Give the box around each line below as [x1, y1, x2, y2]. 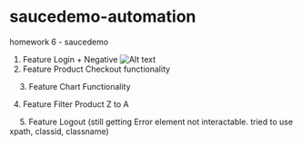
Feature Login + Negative [22, 54, 118, 64]
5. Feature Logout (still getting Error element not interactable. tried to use [19, 116, 294, 127]
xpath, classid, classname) [9, 125, 109, 137]
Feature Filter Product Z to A [22, 98, 129, 110]
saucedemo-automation [9, 6, 196, 27]
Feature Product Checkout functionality [22, 63, 171, 74]
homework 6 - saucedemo [9, 36, 109, 47]
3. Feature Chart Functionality [19, 81, 131, 92]
